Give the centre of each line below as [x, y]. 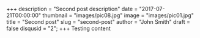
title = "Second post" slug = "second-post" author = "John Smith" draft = [98, 22]
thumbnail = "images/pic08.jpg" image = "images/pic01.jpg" [118, 15]
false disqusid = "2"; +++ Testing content [59, 28]
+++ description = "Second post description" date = [72, 9]
